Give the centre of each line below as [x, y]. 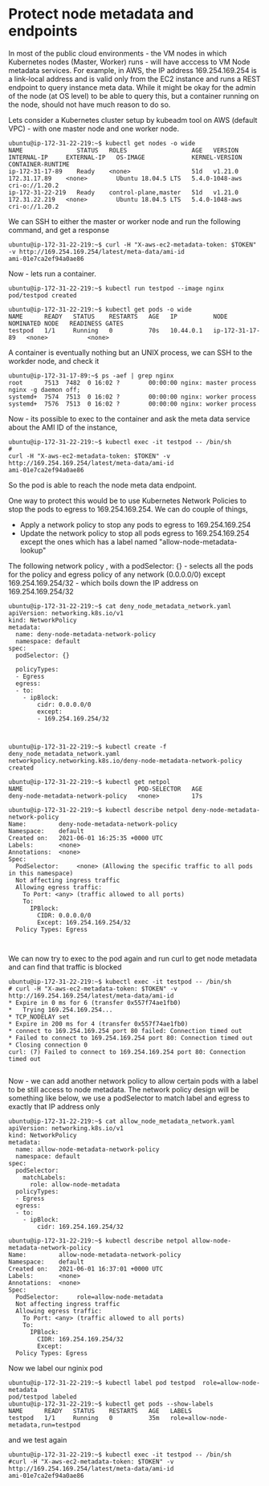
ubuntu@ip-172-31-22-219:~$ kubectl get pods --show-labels [111, 1404]
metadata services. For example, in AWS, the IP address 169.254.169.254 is [132, 70]
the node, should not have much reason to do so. [90, 104]
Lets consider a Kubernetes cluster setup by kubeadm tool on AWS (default [133, 120]
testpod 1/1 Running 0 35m [84, 1418]
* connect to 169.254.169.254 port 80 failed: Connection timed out [125, 1031]
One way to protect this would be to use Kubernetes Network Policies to [128, 500]
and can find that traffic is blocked [65, 967]
